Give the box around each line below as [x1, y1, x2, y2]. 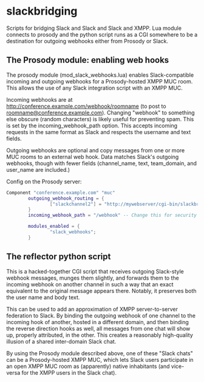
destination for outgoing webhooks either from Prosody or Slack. [6, 37, 169, 44]
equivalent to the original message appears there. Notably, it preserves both [6, 287, 197, 294]
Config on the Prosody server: [6, 178, 82, 185]
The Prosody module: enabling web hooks [6, 55, 169, 65]
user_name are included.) [6, 166, 70, 173]
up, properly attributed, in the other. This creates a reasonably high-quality [6, 331, 193, 339]
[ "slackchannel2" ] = [49, 201, 102, 207]
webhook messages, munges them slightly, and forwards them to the [6, 274, 179, 281]
